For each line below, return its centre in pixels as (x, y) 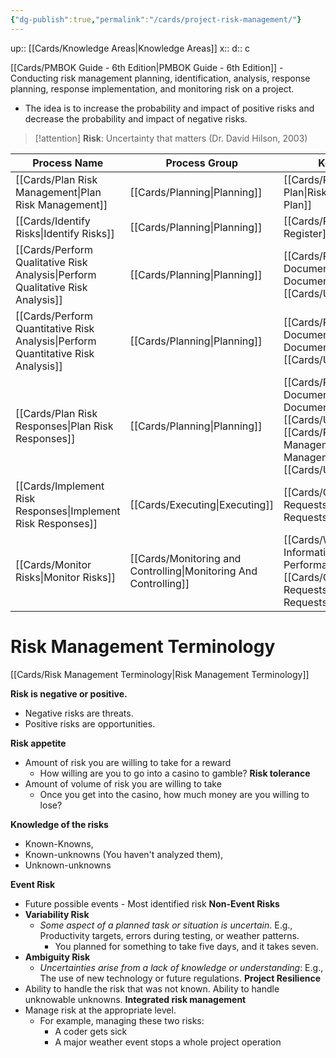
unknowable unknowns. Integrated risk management (135, 999)
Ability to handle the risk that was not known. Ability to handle (152, 988)
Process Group (201, 163)
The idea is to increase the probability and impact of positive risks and (169, 108)
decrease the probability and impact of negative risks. (136, 118)
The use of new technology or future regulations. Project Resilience (180, 978)
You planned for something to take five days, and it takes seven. (186, 946)
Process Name (68, 163)
